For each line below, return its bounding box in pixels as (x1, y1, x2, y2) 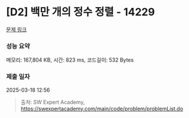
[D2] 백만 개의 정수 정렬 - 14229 (6, 5, 155, 19)
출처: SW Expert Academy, (20, 98, 85, 106)
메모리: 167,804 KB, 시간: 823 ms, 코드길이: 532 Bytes (6, 56, 134, 63)
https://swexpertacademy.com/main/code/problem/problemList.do (20, 105, 184, 112)
